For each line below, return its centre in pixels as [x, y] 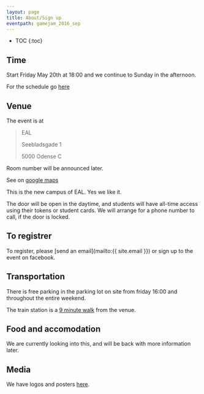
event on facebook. [31, 257]
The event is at [25, 121]
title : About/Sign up [34, 18]
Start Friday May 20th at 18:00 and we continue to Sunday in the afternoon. [101, 75]
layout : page [23, 12]
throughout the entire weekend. [46, 298]
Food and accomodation [54, 329]
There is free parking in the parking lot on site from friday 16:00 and [92, 291]
